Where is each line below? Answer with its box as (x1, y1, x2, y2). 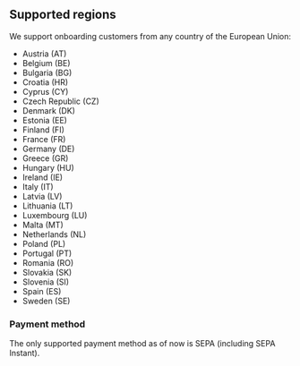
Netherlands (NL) (21, 228, 87, 240)
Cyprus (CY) (21, 86, 69, 97)
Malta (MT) (21, 219, 64, 230)
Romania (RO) (21, 257, 74, 268)
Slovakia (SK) (21, 267, 73, 277)
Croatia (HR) (21, 76, 69, 88)
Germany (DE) (21, 143, 75, 154)
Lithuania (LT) (21, 200, 73, 211)
